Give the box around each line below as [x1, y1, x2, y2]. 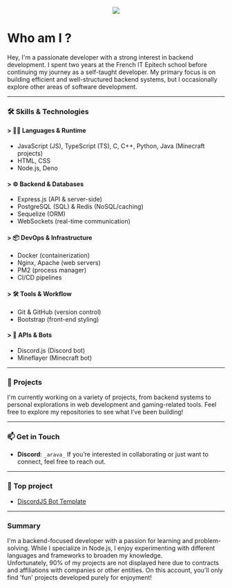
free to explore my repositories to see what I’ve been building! [7, 408, 184, 416]
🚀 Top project [7, 481, 53, 491]
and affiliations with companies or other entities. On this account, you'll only [7, 566, 223, 574]
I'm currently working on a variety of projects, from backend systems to [7, 393, 212, 401]
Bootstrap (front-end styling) [17, 315, 99, 323]
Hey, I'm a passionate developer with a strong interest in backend [7, 53, 193, 62]
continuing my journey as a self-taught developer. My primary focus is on [7, 68, 216, 76]
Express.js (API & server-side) [17, 195, 102, 203]
